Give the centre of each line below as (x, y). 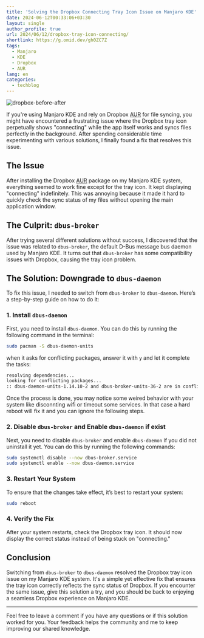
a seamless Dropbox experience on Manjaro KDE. (68, 598)
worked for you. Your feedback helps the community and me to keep (92, 622)
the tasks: (19, 364)
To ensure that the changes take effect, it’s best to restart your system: (95, 492)
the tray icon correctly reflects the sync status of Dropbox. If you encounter (101, 585)
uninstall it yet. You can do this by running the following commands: (91, 447)
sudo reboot (21, 503)
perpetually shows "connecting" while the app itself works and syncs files (99, 127)
